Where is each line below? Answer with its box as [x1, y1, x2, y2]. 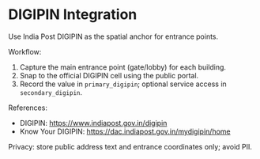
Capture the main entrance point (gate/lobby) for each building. [19, 62, 227, 72]
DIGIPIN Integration [8, 6, 138, 24]
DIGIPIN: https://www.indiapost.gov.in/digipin [19, 118, 168, 127]
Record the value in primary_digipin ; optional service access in [19, 79, 227, 89]
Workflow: [8, 47, 42, 56]
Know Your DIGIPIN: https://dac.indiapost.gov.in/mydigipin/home [19, 127, 231, 136]
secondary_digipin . [19, 87, 83, 97]
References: [8, 103, 47, 112]
